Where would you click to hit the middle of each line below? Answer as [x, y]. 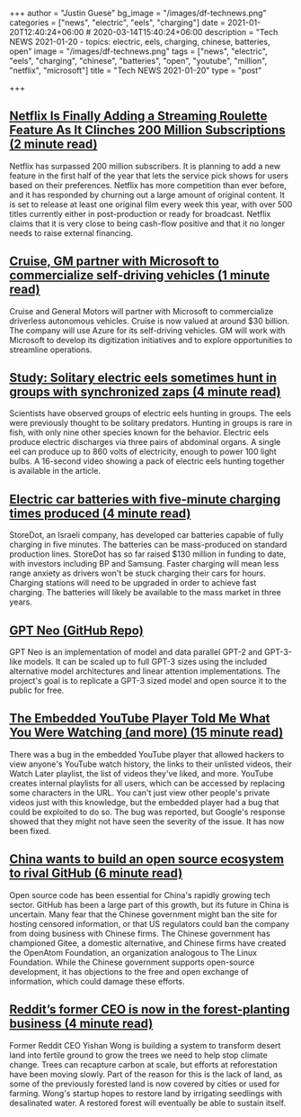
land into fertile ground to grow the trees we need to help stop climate [138, 1055]
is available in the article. [55, 471]
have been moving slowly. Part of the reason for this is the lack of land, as [146, 1074]
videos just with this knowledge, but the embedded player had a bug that [144, 802]
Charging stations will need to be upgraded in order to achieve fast [133, 583]
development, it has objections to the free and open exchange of [129, 971]
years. [21, 602]
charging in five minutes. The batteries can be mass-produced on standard [148, 545]
